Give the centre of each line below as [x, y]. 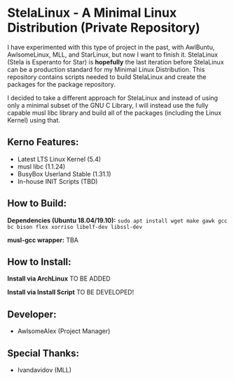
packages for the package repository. [61, 84]
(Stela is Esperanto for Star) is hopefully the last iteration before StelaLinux [116, 62]
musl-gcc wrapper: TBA [43, 240]
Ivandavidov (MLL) [44, 370]
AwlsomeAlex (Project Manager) [64, 331]
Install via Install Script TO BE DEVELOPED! [71, 293]
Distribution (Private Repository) [104, 28]
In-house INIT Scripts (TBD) [57, 181]
